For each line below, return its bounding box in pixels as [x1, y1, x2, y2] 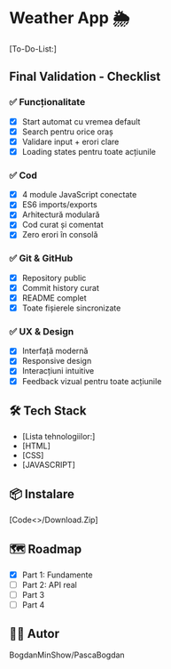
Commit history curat [21, 282, 100, 293]
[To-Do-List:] [9, 43, 58, 54]
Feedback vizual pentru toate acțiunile [21, 375, 162, 386]
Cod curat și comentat [21, 220, 104, 230]
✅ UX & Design [9, 325, 74, 337]
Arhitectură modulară [21, 209, 100, 220]
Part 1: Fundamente [21, 569, 93, 580]
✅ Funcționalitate [9, 96, 86, 109]
